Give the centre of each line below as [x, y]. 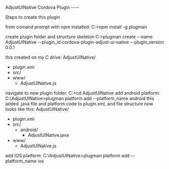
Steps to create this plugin [33, 17]
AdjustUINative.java [48, 135]
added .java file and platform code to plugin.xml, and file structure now [79, 104]
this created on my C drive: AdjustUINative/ [50, 57]
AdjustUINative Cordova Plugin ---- [42, 7]
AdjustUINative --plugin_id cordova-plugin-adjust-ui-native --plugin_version [85, 42]
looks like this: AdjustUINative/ [37, 109]
